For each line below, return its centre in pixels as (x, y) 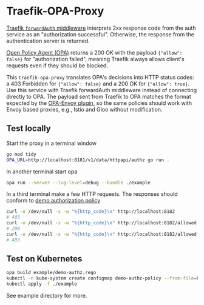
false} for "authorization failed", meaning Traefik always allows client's (95, 59)
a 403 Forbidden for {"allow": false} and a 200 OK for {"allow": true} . (98, 84)
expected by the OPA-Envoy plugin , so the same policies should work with (99, 103)
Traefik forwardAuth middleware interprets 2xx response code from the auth (101, 28)
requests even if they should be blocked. (57, 65)
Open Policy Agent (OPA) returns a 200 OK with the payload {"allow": (94, 52)
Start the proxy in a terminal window (52, 143)
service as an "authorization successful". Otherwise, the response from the (100, 34)
